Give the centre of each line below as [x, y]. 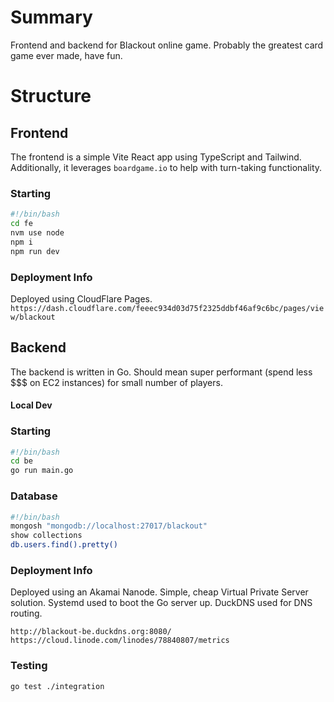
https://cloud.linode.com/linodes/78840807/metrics [120, 641]
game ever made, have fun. [66, 55]
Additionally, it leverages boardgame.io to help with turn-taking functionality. [166, 167]
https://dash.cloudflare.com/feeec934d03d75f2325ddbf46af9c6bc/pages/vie [167, 308]
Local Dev [31, 405]
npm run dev [35, 251]
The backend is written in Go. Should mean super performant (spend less [161, 372]
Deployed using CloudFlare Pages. [81, 298]
